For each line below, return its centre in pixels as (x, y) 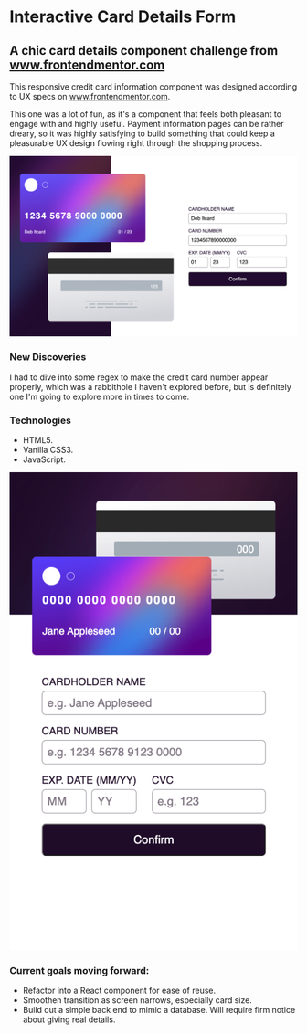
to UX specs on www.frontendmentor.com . (90, 96)
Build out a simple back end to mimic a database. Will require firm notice (159, 1010)
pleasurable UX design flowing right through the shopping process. (136, 143)
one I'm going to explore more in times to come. (100, 396)
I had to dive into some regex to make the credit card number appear (139, 377)
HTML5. (37, 440)
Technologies (40, 420)
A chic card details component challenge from (144, 51)
